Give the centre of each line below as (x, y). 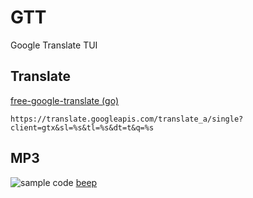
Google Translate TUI (54, 45)
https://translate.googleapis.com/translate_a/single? (127, 119)
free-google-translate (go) (64, 100)
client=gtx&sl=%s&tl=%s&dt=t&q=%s (82, 127)
